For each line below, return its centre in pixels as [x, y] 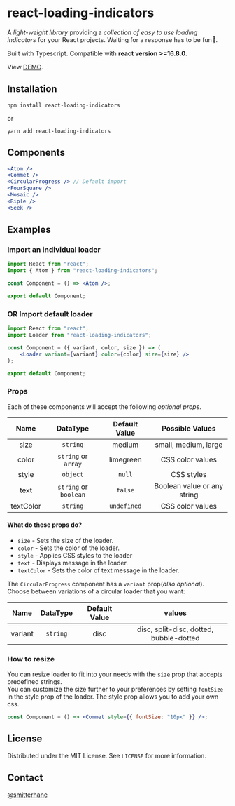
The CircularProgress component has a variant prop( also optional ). [106, 584]
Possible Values [189, 428]
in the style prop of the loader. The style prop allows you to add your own [113, 697]
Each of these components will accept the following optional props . [104, 407]
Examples [29, 230]
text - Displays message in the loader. [72, 563]
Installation [32, 89]
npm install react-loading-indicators [64, 105]
